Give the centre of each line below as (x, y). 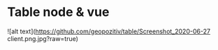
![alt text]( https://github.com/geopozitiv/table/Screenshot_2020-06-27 (109, 31)
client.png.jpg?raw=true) (43, 38)
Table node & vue (58, 12)
